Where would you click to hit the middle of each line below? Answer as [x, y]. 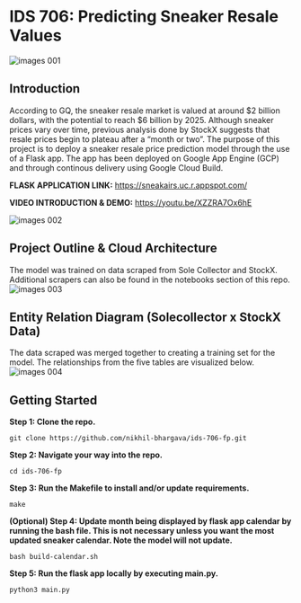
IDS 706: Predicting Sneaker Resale [144, 17]
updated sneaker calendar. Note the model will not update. [121, 540]
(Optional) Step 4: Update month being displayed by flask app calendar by [150, 521]
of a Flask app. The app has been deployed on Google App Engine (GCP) [145, 158]
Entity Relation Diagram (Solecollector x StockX [145, 317]
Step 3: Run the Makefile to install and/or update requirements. [129, 488]
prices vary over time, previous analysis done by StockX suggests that [140, 129]
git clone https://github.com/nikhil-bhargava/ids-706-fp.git [128, 439]
